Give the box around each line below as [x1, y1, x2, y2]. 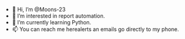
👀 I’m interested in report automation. [12, 12, 105, 19]
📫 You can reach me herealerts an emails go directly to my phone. [12, 26, 180, 33]
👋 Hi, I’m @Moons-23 [12, 6, 66, 13]
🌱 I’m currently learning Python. [12, 19, 92, 26]
